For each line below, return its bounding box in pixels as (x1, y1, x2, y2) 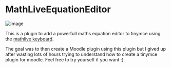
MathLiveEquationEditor (5, 4, 111, 15)
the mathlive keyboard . (5, 36, 54, 42)
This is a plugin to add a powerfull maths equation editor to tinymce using (5, 30, 161, 36)
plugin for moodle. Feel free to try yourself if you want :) (5, 56, 124, 62)
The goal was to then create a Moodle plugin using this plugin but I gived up (5, 46, 166, 52)
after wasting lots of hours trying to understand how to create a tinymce (5, 51, 158, 57)
